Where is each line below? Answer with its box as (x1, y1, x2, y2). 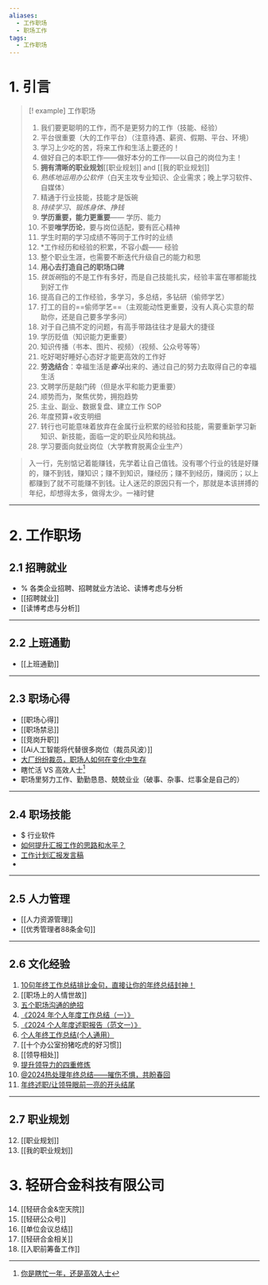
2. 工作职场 (9, 527, 82, 545)
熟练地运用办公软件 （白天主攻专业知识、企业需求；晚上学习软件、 (40, 173, 257, 182)
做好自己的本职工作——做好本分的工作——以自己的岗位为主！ (40, 153, 243, 163)
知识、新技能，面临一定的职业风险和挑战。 (40, 432, 181, 441)
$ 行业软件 (20, 830, 56, 840)
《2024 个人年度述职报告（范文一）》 (20, 1020, 142, 1029)
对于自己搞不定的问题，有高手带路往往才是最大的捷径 (40, 322, 216, 331)
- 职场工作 (16, 26, 48, 34)
